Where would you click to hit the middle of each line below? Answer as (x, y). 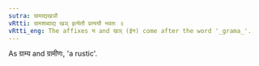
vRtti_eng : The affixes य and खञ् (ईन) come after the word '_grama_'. (130, 31)
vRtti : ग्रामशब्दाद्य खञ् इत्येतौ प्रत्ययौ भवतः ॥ (66, 23)
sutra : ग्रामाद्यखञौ (33, 16)
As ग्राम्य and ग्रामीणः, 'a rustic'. (53, 54)
